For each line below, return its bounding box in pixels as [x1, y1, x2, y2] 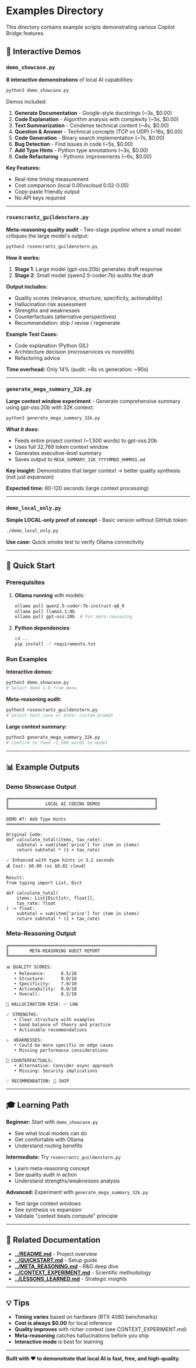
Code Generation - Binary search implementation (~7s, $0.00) [14, 134, 165, 141]
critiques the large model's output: [6, 232, 89, 239]
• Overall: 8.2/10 [13, 991, 77, 997]
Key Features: [6, 164, 41, 171]
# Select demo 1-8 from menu [6, 685, 77, 691]
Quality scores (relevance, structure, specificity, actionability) [14, 294, 163, 301]
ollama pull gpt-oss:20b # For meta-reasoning [14, 614, 132, 620]
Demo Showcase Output [6, 782, 77, 790]
